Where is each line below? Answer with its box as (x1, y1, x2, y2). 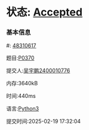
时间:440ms (6, 92, 36, 100)
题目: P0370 (6, 54, 35, 61)
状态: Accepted (6, 5, 82, 19)
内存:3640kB (6, 80, 38, 87)
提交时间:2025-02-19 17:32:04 (6, 117, 81, 125)
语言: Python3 (6, 105, 39, 112)
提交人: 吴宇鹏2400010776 (6, 67, 70, 75)
